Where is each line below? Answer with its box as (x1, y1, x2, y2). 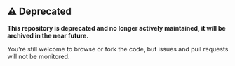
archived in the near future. (7, 31, 89, 40)
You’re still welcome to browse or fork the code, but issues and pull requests (7, 44, 229, 53)
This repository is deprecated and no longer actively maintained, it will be (7, 24, 226, 32)
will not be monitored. (7, 52, 70, 60)
